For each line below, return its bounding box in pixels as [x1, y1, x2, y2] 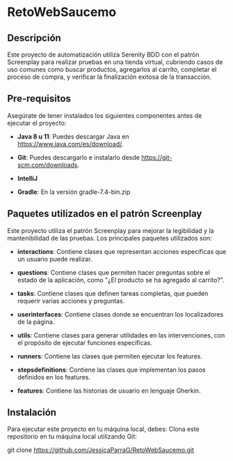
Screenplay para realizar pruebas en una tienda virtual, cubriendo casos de [7, 58, 223, 66]
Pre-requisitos [7, 93, 72, 105]
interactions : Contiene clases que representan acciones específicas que [17, 247, 227, 255]
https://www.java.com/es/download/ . [17, 139, 124, 148]
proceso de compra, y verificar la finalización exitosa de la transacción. [7, 73, 212, 81]
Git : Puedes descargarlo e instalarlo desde [17, 153, 140, 161]
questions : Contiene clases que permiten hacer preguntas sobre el [17, 268, 211, 276]
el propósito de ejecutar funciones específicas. [17, 338, 153, 347]
